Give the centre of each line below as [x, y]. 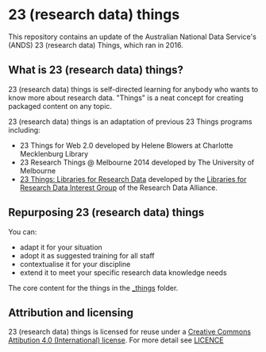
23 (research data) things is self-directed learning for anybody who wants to [133, 89]
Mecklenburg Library [54, 153]
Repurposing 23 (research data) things [106, 213]
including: [25, 130]
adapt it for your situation [61, 247]
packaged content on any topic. [60, 106]
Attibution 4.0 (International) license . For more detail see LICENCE [116, 340]
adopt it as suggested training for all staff [87, 255]
